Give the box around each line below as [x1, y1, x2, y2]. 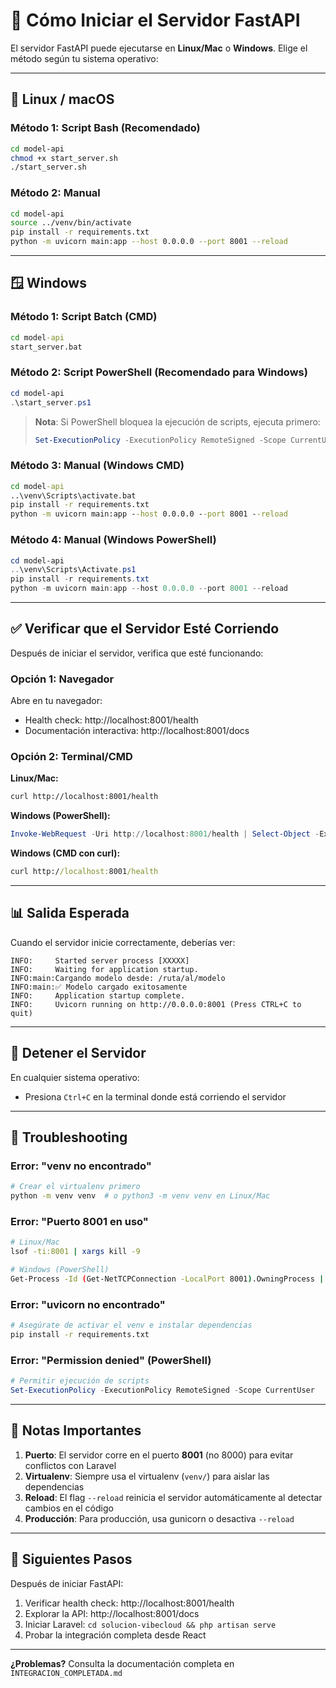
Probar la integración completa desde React [24, 1629, 207, 1641]
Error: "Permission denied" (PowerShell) [10, 1353, 212, 1367]
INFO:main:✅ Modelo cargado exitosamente [10, 982, 188, 992]
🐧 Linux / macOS [10, 91, 115, 108]
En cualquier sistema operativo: [10, 1071, 140, 1083]
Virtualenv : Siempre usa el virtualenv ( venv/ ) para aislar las [24, 1470, 270, 1482]
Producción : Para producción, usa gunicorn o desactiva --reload [24, 1512, 295, 1524]
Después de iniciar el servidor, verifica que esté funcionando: [10, 647, 264, 659]
